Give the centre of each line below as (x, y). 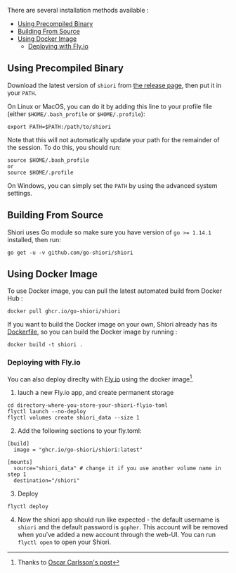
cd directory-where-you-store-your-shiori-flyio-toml (88, 405)
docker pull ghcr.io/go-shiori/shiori (64, 311)
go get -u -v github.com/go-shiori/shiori (70, 253)
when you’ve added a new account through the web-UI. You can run (117, 535)
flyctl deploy (28, 507)
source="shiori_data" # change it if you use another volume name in (117, 468)
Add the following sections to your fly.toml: (79, 431)
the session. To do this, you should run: (64, 147)
